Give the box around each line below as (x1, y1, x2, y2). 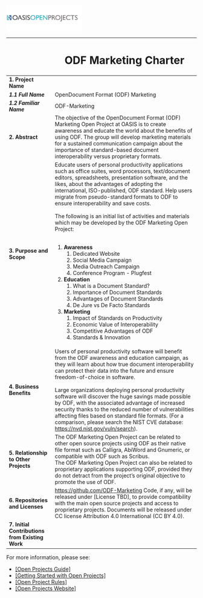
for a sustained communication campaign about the (54, 140, 183, 147)
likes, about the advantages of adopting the (54, 181, 163, 188)
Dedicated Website (72, 250, 120, 257)
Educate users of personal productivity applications (54, 161, 183, 168)
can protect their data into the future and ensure (54, 367, 174, 374)
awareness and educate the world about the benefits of (54, 127, 193, 135)
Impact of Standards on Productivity (72, 314, 163, 322)
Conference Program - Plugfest (72, 270, 152, 277)
